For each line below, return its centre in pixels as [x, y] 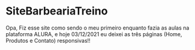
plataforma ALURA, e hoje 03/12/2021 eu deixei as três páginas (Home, [94, 34]
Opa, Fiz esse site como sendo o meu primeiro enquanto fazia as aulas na [97, 28]
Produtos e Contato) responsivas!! [48, 40]
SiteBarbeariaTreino [57, 11]
